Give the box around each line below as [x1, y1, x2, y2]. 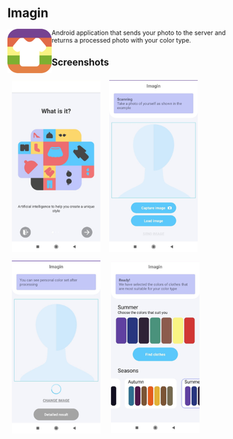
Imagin [7, 5, 49, 21]
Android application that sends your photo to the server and [52, 28, 227, 37]
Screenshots [52, 57, 110, 69]
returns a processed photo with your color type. [52, 35, 191, 44]
